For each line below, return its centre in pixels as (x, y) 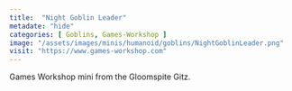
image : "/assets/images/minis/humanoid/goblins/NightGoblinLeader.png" (146, 43)
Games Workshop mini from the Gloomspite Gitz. (100, 77)
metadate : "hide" (42, 26)
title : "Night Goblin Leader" (68, 18)
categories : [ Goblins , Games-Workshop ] (88, 34)
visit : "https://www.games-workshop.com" (88, 51)
